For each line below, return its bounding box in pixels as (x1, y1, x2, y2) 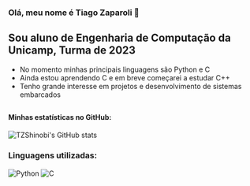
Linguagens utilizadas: (8, 150, 97, 161)
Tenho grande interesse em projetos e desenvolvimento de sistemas (19, 81, 242, 91)
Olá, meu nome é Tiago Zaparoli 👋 (8, 7, 140, 18)
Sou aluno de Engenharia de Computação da (8, 32, 231, 45)
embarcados (19, 90, 62, 99)
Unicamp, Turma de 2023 (8, 43, 136, 58)
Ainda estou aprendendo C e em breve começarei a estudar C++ (19, 73, 230, 82)
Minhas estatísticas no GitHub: (8, 113, 112, 122)
